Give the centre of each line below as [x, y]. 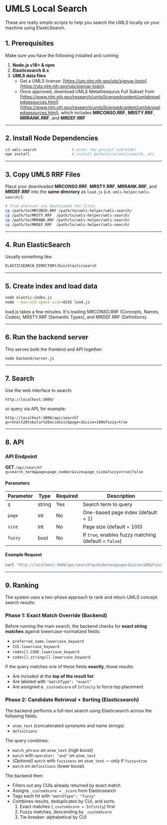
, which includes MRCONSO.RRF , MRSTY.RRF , [107, 112]
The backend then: [24, 775]
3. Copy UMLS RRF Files [43, 174]
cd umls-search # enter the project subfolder [71, 150]
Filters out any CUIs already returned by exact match [66, 785]
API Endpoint [21, 456]
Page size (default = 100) [113, 527]
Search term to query [108, 505]
